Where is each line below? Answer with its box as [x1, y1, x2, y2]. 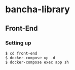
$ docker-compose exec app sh [5, 60, 69, 65]
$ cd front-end [5, 51, 37, 56]
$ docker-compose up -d [5, 55, 56, 60]
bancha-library [5, 4, 70, 15]
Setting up [5, 39, 31, 46]
